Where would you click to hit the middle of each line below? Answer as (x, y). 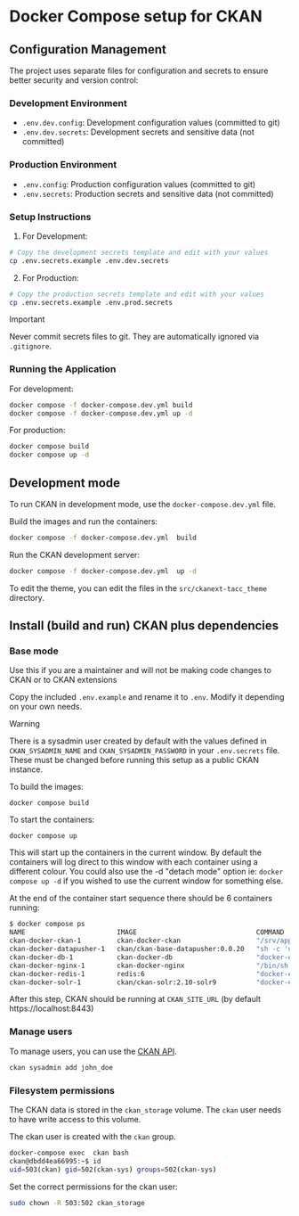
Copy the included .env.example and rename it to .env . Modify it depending (147, 697)
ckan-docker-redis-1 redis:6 (77, 974)
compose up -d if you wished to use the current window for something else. (146, 881)
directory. (27, 597)
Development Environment (68, 103)
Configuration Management (88, 49)
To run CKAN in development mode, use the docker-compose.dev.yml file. (142, 504)
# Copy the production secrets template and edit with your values (137, 294)
